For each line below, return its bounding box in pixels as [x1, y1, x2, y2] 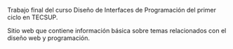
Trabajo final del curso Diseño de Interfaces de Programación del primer [7, 6, 216, 14]
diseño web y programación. [7, 34, 90, 42]
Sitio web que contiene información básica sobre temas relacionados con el [7, 27, 227, 35]
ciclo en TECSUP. [7, 13, 58, 21]
